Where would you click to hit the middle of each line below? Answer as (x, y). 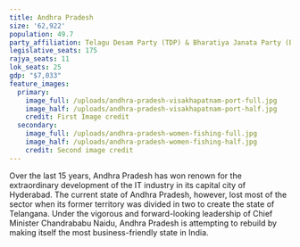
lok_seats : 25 (36, 68)
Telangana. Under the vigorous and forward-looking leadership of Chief (141, 213)
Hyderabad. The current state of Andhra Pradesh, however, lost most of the (148, 194)
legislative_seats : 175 (54, 51)
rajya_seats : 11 (39, 59)
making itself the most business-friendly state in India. (109, 232)
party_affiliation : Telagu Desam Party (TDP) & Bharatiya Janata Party (145, 42)
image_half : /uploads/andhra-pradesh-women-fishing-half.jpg (141, 142)
